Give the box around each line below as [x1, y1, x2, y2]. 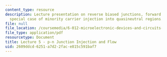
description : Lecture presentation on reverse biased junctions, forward [5, 12, 162, 17]
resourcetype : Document [5, 35, 55, 40]
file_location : [5, 26, 37, 31]
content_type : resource [5, 7, 55, 12]
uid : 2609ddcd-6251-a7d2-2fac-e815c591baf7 [5, 44, 97, 49]
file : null [5, 21, 28, 26]
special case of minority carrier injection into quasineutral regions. [9, 16, 164, 21]
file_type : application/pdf [5, 30, 64, 35]
